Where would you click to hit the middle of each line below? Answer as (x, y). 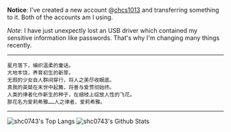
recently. (20, 45)
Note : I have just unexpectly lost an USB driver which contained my (102, 31)
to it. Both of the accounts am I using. (60, 17)
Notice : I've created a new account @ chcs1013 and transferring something (113, 10)
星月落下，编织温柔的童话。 (41, 65)
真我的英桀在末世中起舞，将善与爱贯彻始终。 (61, 87)
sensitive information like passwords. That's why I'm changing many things (113, 38)
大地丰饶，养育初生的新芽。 (41, 73)
